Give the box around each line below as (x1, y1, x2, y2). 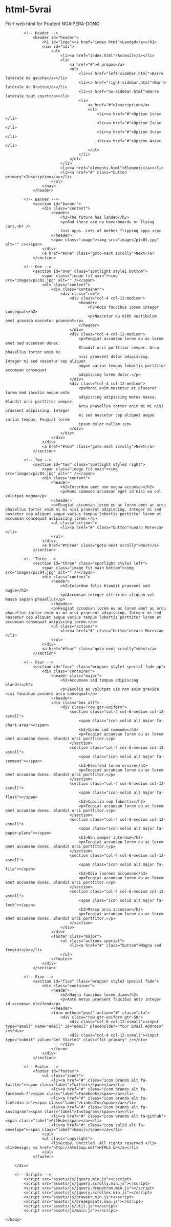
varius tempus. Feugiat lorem (5, 417, 70, 422)
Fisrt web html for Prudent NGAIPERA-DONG (5, 21, 100, 27)
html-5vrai (5, 4, 51, 15)
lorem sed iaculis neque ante (5, 390, 70, 395)
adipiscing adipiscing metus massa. (78, 394, 157, 400)
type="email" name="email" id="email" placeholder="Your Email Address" (5, 1024, 164, 1029)
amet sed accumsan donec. (5, 341, 60, 346)
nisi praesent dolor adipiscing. (78, 354, 150, 359)
